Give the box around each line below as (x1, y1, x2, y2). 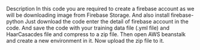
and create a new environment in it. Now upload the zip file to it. (6, 37, 165, 44)
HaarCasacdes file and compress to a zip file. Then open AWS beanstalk (6, 31, 186, 38)
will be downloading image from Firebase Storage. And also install (6, 11, 170, 19)
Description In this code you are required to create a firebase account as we (6, 5, 195, 12)
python (6, 18, 24, 25)
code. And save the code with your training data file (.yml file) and (6, 24, 170, 31)
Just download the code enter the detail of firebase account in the (25, 18, 189, 25)
